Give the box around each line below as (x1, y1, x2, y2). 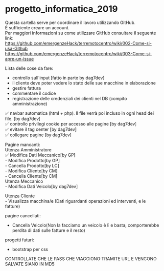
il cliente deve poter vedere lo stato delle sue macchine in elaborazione (12, 80, 156, 86)
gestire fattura (12, 85, 41, 91)
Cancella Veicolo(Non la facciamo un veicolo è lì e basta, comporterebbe (12, 222, 160, 228)
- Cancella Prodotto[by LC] (5, 163, 60, 168)
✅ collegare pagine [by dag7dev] (5, 132, 72, 138)
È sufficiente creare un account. (5, 24, 70, 30)
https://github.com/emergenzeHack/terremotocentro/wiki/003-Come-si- (5, 50, 152, 57)
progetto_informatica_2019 (5, 3, 118, 15)
